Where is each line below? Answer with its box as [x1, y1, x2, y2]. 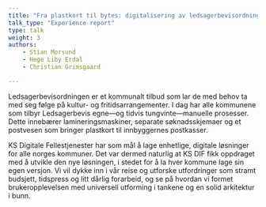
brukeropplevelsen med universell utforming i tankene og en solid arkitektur [8, 183, 255, 192]
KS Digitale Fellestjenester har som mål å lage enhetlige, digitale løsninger [8, 140, 249, 150]
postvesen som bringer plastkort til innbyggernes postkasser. [8, 125, 208, 134]
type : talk [8, 26, 44, 34]
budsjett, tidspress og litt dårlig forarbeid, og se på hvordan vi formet [8, 174, 234, 183]
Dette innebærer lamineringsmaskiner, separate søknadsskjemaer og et [8, 116, 241, 126]
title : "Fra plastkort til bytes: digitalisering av [8, 11, 186, 20]
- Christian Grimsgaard [22, 63, 101, 71]
